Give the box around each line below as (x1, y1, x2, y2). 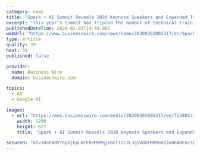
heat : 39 (6, 48, 28, 53)
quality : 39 (6, 42, 36, 48)
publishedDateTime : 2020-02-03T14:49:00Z (6, 25, 111, 31)
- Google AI (11, 96, 42, 103)
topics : (6, 86, 26, 91)
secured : (6, 140, 28, 146)
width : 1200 (17, 118, 46, 124)
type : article (6, 36, 42, 42)
